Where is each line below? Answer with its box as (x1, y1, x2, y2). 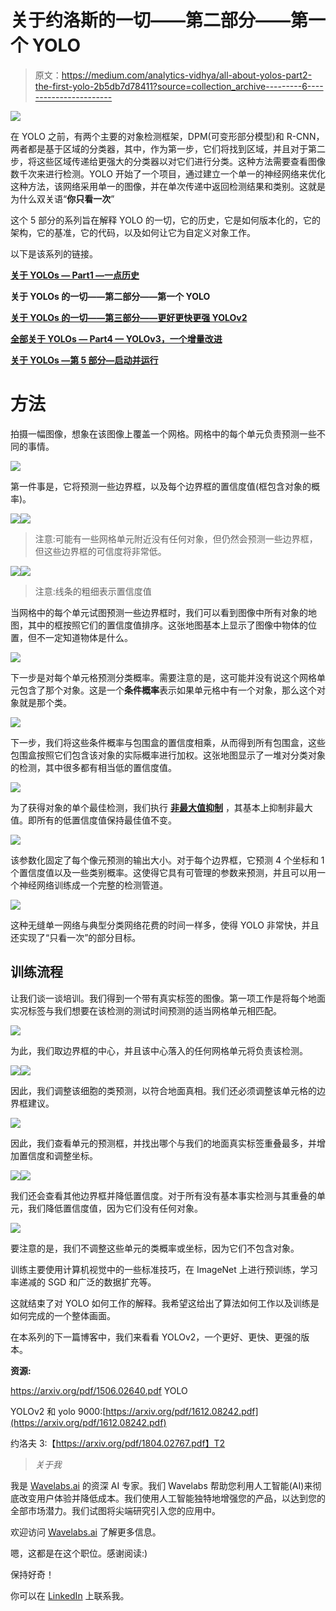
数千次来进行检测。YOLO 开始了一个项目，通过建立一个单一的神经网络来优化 (10, 167, 326, 180)
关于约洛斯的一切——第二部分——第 (10, 9, 309, 32)
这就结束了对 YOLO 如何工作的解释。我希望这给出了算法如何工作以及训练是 (10, 1297, 320, 1309)
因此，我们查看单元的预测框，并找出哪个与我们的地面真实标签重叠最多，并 (10, 1137, 317, 1149)
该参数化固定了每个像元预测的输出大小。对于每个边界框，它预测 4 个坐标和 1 (10, 854, 325, 866)
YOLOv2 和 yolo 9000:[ (10, 1405, 107, 1417)
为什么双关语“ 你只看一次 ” (10, 192, 115, 205)
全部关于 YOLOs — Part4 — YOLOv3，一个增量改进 (10, 332, 223, 345)
